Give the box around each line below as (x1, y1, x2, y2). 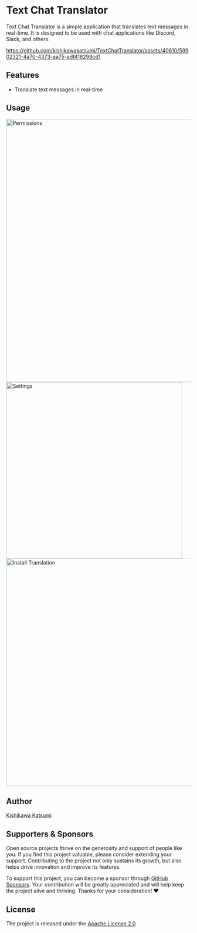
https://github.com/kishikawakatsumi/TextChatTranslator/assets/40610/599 (6, 47, 189, 54)
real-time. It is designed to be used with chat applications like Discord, (6, 29, 176, 36)
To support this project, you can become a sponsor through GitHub (6, 875, 168, 882)
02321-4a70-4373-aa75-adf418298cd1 (6, 53, 101, 60)
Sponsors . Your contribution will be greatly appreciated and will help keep (6, 881, 185, 888)
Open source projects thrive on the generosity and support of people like (6, 845, 183, 852)
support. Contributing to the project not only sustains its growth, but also (6, 857, 182, 864)
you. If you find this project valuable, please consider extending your (6, 851, 172, 858)
